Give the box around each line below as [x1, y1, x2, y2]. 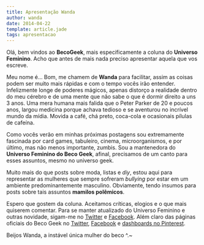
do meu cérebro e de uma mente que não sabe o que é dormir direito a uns [6, 93, 196, 100]
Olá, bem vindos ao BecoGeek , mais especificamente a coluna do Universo [6, 48, 198, 56]
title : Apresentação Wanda [6, 9, 75, 15]
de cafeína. [6, 119, 35, 126]
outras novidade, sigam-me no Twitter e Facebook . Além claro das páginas [6, 213, 196, 221]
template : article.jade [6, 26, 67, 32]
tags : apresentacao [6, 32, 56, 38]
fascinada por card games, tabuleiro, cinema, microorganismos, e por [6, 137, 183, 145]
